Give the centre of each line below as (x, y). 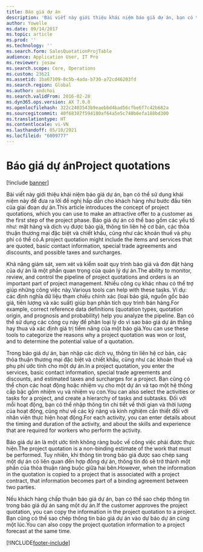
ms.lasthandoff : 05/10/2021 (42, 130)
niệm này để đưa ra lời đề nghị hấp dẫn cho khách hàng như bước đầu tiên (99, 201)
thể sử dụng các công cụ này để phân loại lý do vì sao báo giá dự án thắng (99, 322)
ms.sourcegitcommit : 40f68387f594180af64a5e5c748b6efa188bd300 (88, 113)
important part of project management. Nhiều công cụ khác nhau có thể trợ (100, 283)
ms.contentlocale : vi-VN (37, 125)
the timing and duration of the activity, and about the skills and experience (99, 424)
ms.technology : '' (29, 46)
